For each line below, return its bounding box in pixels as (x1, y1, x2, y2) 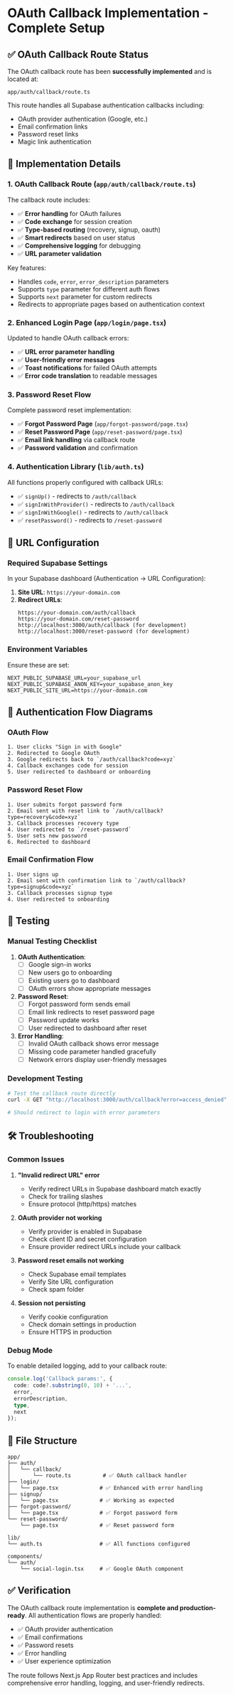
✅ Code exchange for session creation (17, 217, 133, 225)
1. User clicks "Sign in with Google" (7, 744, 122, 751)
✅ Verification (7, 1585, 71, 1597)
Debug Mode (7, 1345, 53, 1355)
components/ (7, 1553, 43, 1560)
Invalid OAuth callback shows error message (28, 1039, 159, 1048)
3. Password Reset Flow (7, 390, 92, 400)
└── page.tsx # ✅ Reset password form (20, 1522, 175, 1529)
